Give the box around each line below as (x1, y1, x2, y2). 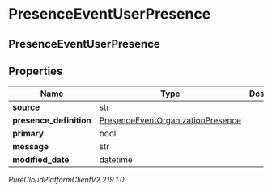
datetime (99, 154, 134, 165)
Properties (8, 64, 63, 77)
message (12, 141, 49, 152)
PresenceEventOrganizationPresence (99, 115, 241, 126)
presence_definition (12, 115, 91, 126)
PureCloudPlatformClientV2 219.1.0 (8, 175, 125, 185)
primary (12, 128, 45, 140)
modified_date (12, 154, 70, 165)
